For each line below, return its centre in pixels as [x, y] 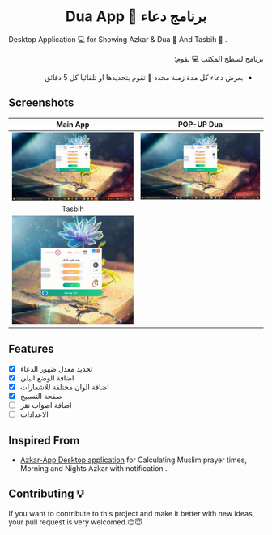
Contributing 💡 [47, 494]
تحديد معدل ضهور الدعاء [56, 368]
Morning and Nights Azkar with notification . [93, 468]
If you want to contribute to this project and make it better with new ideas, [132, 513]
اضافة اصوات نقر [46, 405]
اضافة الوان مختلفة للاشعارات [64, 387]
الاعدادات [34, 414]
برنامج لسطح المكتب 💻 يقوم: [219, 58]
